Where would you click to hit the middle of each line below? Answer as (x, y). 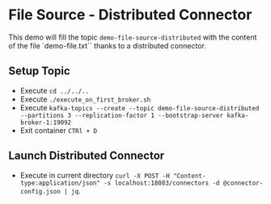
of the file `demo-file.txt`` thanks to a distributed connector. (107, 45)
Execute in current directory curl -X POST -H (95, 175)
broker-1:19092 (46, 123)
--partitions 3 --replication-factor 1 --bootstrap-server (122, 115)
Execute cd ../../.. (55, 90)
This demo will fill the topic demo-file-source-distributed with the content (133, 37)
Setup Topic (39, 71)
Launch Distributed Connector (87, 156)
